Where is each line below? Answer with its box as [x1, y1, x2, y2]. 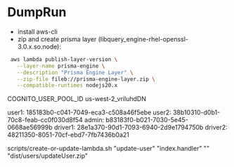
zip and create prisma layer [17, 34, 97, 43]
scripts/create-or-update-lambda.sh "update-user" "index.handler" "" [7, 145, 209, 153]
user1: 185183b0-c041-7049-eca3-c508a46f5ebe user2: [7, 108, 172, 116]
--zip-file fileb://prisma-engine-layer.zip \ [16, 75, 156, 83]
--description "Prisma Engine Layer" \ [16, 69, 134, 76]
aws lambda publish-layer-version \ [10, 55, 118, 63]
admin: [84, 116, 104, 124]
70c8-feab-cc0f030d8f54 [7, 116, 83, 124]
